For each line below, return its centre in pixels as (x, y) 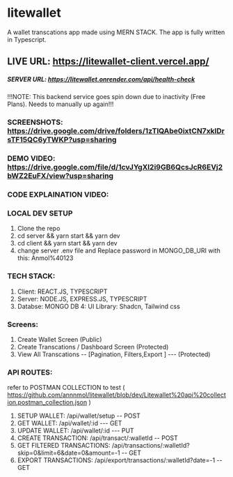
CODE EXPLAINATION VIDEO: (58, 195)
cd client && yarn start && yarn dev (67, 243)
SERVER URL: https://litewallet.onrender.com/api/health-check (101, 79)
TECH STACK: (31, 276)
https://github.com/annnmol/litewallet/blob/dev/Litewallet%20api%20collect (116, 395)
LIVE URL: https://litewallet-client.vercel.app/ (109, 62)
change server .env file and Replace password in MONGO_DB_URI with (119, 251)
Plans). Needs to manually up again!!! (61, 104)
